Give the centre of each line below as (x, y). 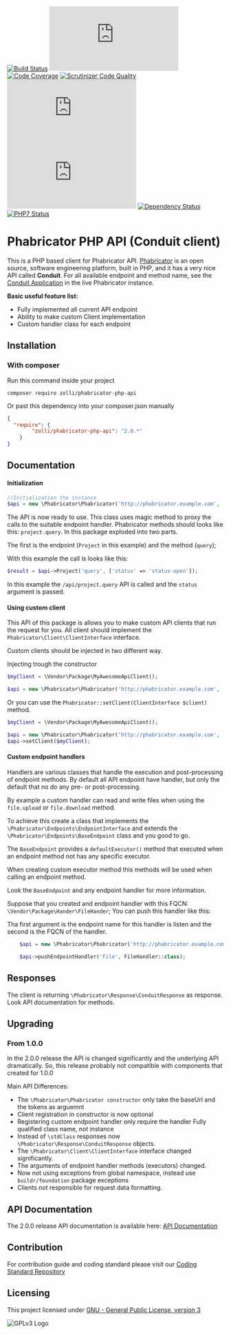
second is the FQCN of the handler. (57, 931)
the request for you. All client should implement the (80, 630)
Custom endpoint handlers (46, 757)
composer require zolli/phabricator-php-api (72, 393)
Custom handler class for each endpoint (74, 324)
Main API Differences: (38, 1087)
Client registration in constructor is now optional (85, 1114)
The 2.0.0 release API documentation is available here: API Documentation (112, 1226)
